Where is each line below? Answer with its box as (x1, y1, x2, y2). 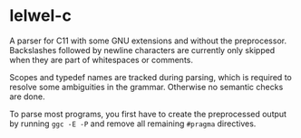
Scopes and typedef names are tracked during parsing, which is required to (9, 71, 292, 82)
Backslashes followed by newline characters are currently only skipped (9, 44, 276, 55)
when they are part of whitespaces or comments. (9, 54, 193, 65)
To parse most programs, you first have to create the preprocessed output (9, 108, 287, 119)
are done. (9, 91, 45, 102)
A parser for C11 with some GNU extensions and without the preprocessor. (9, 35, 287, 46)
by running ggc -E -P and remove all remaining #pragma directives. (9, 118, 257, 129)
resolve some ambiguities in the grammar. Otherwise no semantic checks (9, 81, 284, 92)
